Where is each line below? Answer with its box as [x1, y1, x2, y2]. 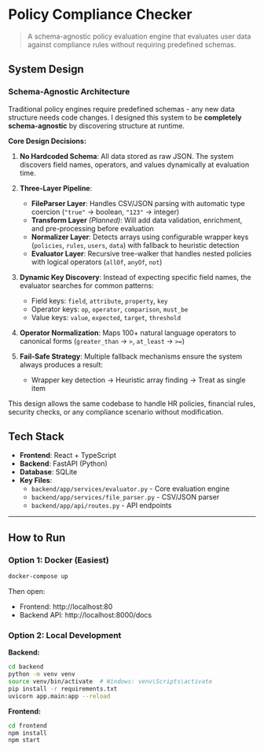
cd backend [8, 663, 44, 671]
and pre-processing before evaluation [31, 223, 155, 233]
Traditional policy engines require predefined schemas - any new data [8, 104, 236, 113]
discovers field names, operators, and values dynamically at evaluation [19, 160, 250, 169]
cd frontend [8, 721, 47, 729]
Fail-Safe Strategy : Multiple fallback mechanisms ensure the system [19, 352, 243, 361]
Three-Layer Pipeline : [19, 183, 93, 193]
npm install [8, 729, 47, 737]
